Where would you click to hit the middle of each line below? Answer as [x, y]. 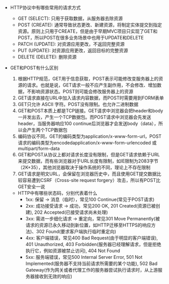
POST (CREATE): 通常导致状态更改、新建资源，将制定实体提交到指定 [90, 25]
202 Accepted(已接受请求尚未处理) [71, 212]
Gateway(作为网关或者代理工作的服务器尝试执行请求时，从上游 [92, 270]
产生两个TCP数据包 [47, 130]
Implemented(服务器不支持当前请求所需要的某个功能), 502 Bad [91, 263]
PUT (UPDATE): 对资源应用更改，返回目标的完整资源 [73, 50]
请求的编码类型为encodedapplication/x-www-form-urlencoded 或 [87, 143]
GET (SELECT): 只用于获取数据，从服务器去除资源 [70, 18]
